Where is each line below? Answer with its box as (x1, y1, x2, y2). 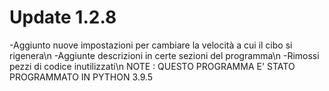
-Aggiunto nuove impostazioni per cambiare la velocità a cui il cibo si (9, 39, 293, 51)
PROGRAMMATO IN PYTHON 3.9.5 (9, 71, 154, 83)
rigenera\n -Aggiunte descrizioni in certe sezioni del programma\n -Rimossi (9, 49, 320, 61)
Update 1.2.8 (9, 6, 117, 29)
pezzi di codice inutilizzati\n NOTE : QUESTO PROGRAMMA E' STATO (9, 60, 296, 72)
